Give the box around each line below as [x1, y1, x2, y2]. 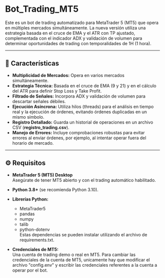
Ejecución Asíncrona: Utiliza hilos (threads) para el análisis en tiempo [12, 103, 154, 109]
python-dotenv [19, 227, 50, 232]
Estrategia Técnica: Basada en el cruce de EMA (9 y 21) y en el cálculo [12, 82, 157, 89]
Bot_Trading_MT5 [5, 3, 79, 15]
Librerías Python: [12, 196, 49, 202]
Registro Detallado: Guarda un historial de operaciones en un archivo [12, 119, 153, 125]
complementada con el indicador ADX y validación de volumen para [5, 35, 142, 41]
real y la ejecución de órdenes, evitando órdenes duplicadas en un [12, 109, 147, 115]
